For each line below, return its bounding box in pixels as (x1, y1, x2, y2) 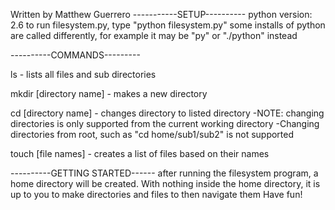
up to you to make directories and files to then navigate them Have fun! (10, 189, 303, 200)
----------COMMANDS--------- (10, 49, 141, 61)
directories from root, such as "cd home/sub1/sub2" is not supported (10, 129, 295, 140)
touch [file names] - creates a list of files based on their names (10, 148, 270, 159)
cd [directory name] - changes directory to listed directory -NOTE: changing (10, 107, 325, 119)
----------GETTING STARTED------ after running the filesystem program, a (10, 167, 319, 179)
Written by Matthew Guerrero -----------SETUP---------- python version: (10, 9, 313, 20)
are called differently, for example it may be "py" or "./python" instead (10, 30, 298, 41)
